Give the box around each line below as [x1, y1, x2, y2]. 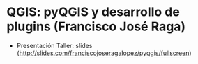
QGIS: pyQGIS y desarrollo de [6, 4, 181, 20]
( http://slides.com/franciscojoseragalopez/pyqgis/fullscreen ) [16, 49, 192, 57]
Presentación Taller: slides [16, 41, 93, 50]
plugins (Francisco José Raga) [6, 19, 186, 34]
